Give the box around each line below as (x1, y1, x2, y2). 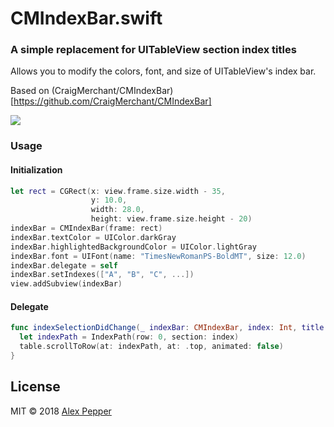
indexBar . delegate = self (10, 260, 118, 271)
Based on (10, 85, 50, 97)
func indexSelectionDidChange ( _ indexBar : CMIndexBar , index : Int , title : (10, 323, 329, 333)
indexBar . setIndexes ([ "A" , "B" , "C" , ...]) (10, 270, 195, 280)
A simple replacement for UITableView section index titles (10, 43, 297, 57)
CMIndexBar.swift (10, 7, 163, 30)
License (10, 378, 61, 396)
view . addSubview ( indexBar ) (10, 279, 123, 289)
